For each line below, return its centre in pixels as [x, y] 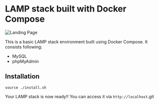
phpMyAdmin [25, 61]
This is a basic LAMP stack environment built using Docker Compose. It [76, 41]
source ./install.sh [26, 88]
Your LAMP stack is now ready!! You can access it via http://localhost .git [79, 96]
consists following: [24, 47]
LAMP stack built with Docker [66, 9]
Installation [22, 76]
